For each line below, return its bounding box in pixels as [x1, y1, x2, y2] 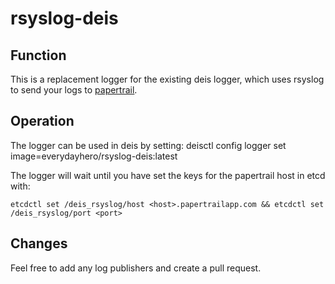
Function [10, 47, 67, 64]
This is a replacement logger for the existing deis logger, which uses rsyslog [10, 73, 325, 85]
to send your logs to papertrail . [10, 84, 138, 96]
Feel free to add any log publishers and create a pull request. [10, 262, 262, 274]
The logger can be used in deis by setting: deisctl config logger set [10, 139, 287, 151]
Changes [10, 235, 68, 252]
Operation [10, 113, 75, 130]
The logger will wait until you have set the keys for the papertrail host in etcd [10, 169, 326, 181]
